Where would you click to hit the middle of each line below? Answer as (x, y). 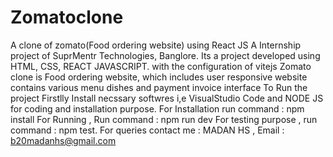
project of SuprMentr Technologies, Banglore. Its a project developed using (165, 55)
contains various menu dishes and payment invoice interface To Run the (159, 87)
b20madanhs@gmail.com (63, 140)
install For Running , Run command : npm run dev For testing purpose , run (164, 119)
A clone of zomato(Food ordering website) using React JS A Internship (156, 45)
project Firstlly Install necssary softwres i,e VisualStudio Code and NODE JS (167, 98)
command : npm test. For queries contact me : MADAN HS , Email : (147, 130)
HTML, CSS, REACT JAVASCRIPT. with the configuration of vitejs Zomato (161, 66)
